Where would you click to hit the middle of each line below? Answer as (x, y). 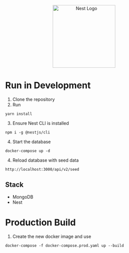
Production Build (40, 222)
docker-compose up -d (28, 151)
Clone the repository (33, 99)
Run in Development (48, 86)
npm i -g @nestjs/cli (28, 132)
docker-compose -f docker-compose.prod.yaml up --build (64, 245)
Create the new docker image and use (52, 236)
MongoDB (23, 197)
